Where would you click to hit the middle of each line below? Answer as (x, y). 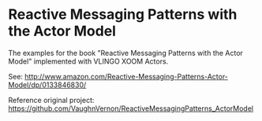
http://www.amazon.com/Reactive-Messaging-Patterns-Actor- (127, 76)
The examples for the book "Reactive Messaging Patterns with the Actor (125, 53)
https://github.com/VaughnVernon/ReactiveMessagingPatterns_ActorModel (131, 108)
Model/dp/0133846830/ (47, 85)
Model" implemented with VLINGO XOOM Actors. (88, 61)
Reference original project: (51, 100)
